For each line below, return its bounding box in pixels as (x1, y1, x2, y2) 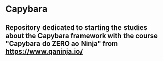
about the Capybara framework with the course (5, 31, 158, 40)
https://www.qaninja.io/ (5, 47, 83, 56)
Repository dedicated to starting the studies (5, 23, 148, 32)
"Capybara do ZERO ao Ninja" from (5, 39, 118, 48)
